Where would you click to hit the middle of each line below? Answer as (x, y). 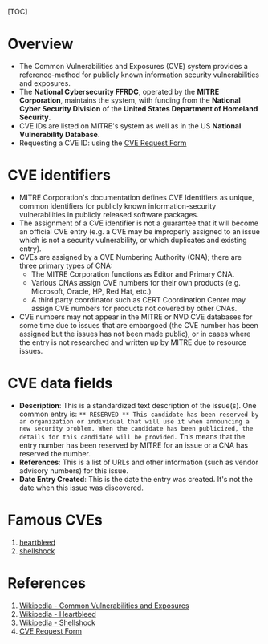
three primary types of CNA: (66, 265)
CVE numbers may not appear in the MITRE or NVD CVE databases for (136, 317)
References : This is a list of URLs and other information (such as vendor (138, 462)
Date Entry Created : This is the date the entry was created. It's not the (136, 479)
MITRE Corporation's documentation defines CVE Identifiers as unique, (136, 197)
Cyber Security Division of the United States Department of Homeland (138, 108)
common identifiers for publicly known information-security (118, 206)
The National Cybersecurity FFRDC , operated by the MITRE (119, 91)
